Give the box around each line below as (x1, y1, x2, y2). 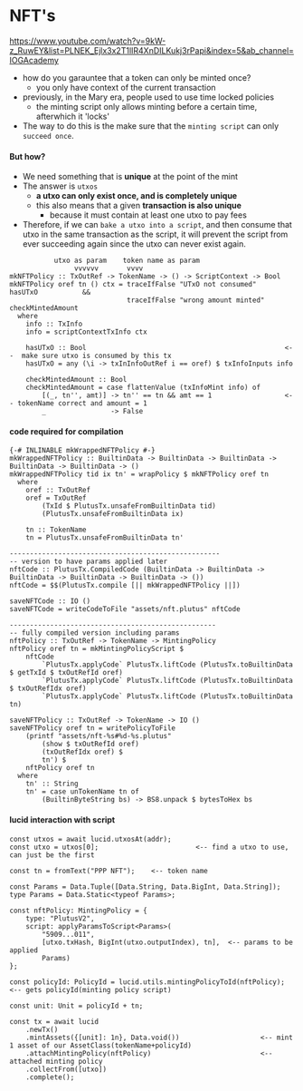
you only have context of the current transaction (35, 82, 216, 93)
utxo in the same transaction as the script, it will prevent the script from (22, 229, 289, 240)
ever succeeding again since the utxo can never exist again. (22, 239, 247, 249)
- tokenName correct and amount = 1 (9, 399, 147, 408)
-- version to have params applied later (9, 557, 168, 567)
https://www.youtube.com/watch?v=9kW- (9, 35, 166, 46)
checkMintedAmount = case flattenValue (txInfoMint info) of (25, 383, 260, 393)
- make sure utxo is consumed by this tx (9, 351, 172, 361)
